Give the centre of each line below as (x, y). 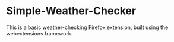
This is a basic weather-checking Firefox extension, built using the (87, 27)
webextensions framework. (39, 33)
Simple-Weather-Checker (71, 11)
